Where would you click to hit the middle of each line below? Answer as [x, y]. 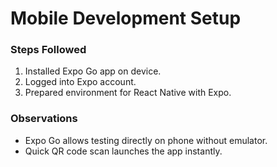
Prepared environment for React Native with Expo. [128, 93]
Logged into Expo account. [80, 82]
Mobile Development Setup [126, 18]
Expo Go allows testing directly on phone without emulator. [146, 140]
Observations [44, 119]
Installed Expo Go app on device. [93, 71]
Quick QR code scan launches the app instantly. [123, 151]
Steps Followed [48, 50]
